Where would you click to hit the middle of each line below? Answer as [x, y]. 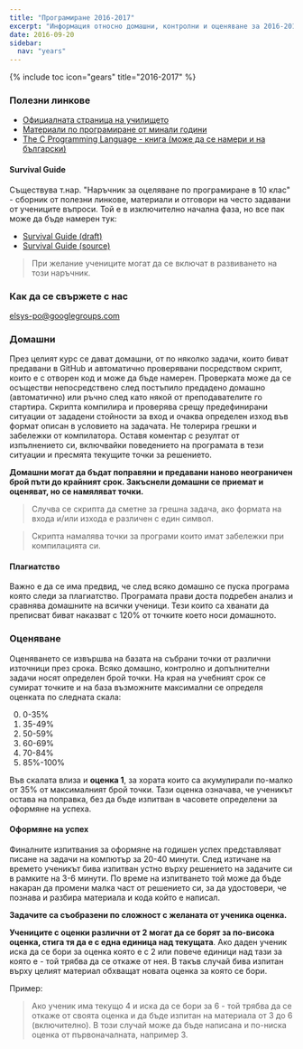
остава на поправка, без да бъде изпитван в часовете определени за [143, 799]
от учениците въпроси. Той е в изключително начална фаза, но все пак [147, 209]
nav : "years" [42, 52]
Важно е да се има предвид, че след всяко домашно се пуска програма [150, 586]
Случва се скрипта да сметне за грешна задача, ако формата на [156, 509]
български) [44, 149]
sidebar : [26, 43]
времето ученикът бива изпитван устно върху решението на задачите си [151, 868]
